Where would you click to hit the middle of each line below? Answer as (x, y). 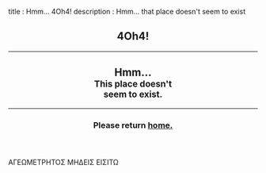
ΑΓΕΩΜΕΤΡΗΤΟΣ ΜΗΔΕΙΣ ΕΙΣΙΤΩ (63, 162)
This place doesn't (133, 84)
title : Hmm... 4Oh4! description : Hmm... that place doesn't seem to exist (127, 12)
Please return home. (133, 125)
